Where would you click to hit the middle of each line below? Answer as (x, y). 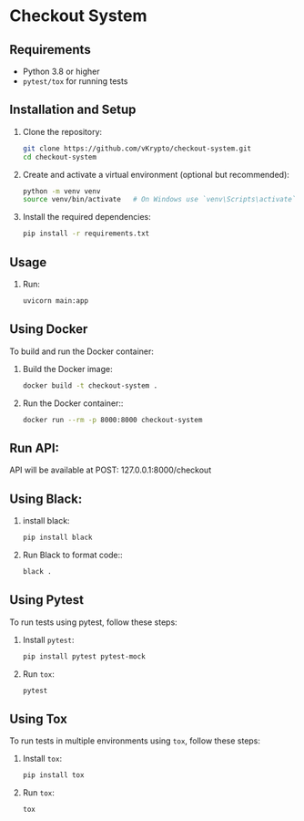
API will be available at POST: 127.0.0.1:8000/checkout (111, 470)
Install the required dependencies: (87, 217)
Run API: (35, 448)
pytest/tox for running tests (75, 81)
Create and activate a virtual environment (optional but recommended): (156, 174)
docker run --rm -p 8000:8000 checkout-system (112, 420)
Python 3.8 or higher (61, 71)
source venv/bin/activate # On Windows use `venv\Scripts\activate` (159, 200)
